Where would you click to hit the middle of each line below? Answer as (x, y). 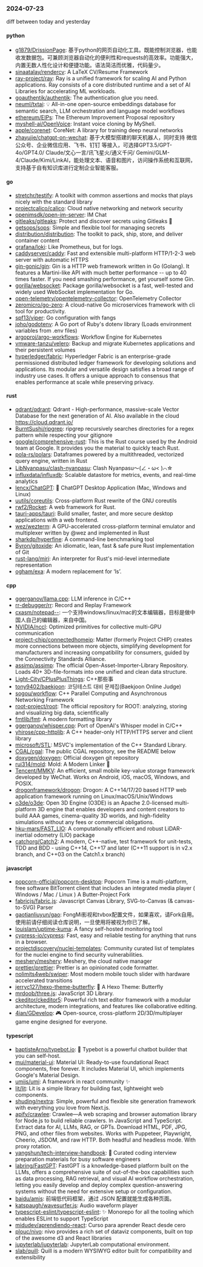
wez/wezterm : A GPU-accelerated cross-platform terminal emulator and (105, 526)
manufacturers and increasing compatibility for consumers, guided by (102, 653)
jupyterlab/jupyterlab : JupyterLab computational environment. (93, 1244)
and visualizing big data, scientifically (62, 713)
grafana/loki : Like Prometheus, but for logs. (69, 247)
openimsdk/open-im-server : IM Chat (61, 214)
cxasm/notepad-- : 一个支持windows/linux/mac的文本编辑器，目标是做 (102, 613)
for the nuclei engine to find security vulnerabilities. (79, 955)
